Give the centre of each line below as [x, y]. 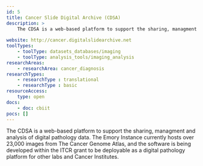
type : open [31, 97]
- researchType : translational [58, 80]
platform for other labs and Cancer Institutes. [63, 157]
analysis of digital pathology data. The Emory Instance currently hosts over [100, 137]
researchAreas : [26, 63]
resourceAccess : [27, 91]
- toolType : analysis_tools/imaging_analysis [76, 57]
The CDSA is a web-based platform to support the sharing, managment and [101, 131]
